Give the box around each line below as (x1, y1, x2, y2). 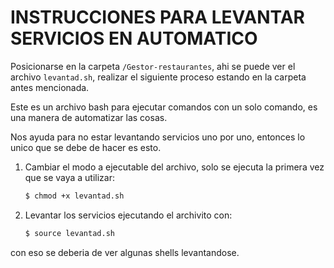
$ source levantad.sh (24, 228, 115, 238)
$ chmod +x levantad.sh (24, 191, 125, 201)
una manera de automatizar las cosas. (10, 111, 168, 123)
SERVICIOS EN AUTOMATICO (10, 27, 258, 50)
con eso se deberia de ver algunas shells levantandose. (10, 246, 240, 258)
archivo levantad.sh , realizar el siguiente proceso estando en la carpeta (10, 71, 307, 83)
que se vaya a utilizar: (24, 171, 116, 183)
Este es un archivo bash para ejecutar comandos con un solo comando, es (10, 101, 318, 113)
